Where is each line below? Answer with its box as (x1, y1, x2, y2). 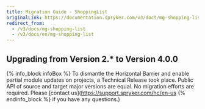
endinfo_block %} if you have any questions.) (6, 95, 120, 103)
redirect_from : (6, 20, 45, 26)
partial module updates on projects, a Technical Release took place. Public (6, 76, 193, 84)
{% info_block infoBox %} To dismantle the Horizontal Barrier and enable (6, 70, 190, 77)
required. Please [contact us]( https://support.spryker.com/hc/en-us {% (6, 89, 186, 96)
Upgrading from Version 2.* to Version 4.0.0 (6, 54, 178, 64)
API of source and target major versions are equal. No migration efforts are (6, 82, 194, 90)
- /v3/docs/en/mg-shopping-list (12, 31, 95, 38)
